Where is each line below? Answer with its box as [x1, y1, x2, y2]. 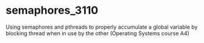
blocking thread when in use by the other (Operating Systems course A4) [5, 29, 190, 36]
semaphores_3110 [5, 4, 99, 17]
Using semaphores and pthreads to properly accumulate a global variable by [5, 23, 198, 30]
